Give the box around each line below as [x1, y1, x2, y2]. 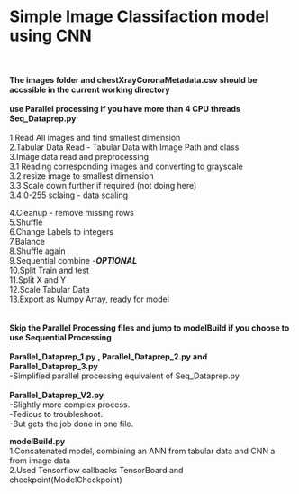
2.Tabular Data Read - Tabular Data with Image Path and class [9, 142, 240, 153]
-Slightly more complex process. [9, 399, 131, 410]
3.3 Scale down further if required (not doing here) [9, 180, 197, 191]
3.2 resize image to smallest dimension [9, 170, 154, 182]
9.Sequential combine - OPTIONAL [9, 255, 138, 266]
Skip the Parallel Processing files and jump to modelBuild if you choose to [9, 322, 290, 333]
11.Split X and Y [9, 274, 66, 285]
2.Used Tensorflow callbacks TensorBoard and [9, 464, 184, 475]
